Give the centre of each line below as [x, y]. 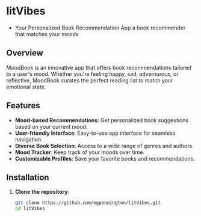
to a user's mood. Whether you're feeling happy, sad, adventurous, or [92, 74]
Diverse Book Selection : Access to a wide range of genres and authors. [104, 146]
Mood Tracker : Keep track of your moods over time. [79, 152]
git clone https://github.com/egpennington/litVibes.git [88, 203]
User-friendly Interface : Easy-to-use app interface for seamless [95, 133]
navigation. [29, 139]
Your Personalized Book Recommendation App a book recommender [100, 28]
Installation [28, 177]
